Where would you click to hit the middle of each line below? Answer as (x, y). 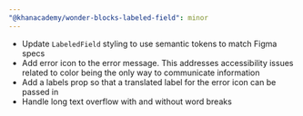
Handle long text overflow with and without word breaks (127, 101)
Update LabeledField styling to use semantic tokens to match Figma (149, 43)
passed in (40, 92)
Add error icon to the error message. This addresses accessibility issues (157, 63)
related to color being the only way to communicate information (141, 72)
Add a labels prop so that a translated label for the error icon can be (149, 82)
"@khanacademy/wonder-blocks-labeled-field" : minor (108, 18)
